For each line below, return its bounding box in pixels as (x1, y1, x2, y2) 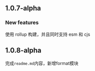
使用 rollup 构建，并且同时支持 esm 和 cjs (5, 31, 90, 37)
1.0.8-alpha (5, 46, 41, 55)
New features (5, 19, 39, 26)
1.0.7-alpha (5, 4, 41, 13)
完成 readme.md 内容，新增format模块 (5, 60, 78, 66)
